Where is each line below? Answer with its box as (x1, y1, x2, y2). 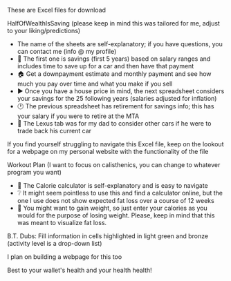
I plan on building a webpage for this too (7, 253, 122, 261)
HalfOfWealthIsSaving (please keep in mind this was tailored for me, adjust (7, 19, 220, 27)
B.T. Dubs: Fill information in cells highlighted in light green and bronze (7, 232, 209, 240)
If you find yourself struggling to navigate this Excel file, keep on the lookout (7, 140, 224, 148)
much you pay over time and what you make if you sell (17, 79, 173, 88)
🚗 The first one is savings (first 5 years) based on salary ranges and (17, 55, 211, 63)
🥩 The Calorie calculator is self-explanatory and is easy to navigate (17, 182, 209, 189)
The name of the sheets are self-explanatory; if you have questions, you (17, 40, 223, 48)
